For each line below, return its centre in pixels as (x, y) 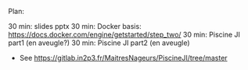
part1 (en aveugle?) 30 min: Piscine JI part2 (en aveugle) (99, 43)
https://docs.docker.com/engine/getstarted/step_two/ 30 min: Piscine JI (124, 35)
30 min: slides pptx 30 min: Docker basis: (75, 26)
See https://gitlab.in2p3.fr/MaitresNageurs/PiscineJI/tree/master (124, 58)
